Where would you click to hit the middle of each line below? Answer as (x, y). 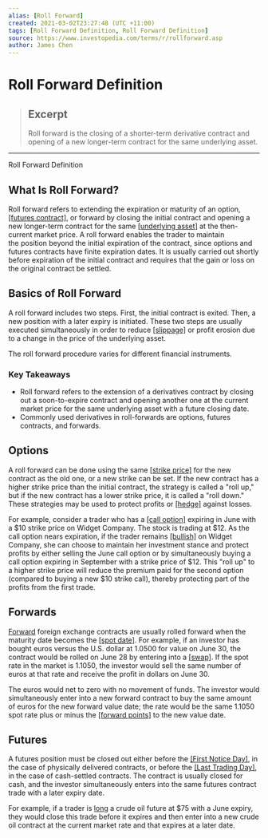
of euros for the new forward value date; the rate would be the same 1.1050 (132, 706)
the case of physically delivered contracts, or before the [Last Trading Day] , (133, 768)
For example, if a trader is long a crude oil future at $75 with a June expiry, (131, 808)
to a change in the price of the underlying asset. (87, 338)
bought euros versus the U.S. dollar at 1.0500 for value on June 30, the (125, 648)
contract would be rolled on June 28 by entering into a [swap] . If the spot (128, 657)
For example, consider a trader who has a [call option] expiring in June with (132, 519)
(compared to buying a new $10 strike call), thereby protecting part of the (129, 579)
